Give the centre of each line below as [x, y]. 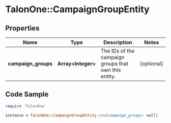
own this [111, 70]
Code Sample [27, 94]
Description [118, 42]
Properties [22, 28]
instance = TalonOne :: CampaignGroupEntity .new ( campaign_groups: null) [82, 115]
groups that [115, 64]
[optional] [151, 64]
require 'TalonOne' [26, 106]
